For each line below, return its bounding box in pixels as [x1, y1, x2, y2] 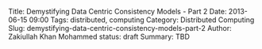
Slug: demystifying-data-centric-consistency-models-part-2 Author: [8, 24, 232, 32]
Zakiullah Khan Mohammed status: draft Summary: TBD [8, 32, 191, 41]
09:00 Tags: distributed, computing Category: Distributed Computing [29, 15, 255, 24]
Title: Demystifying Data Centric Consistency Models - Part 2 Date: [8, 7, 227, 16]
